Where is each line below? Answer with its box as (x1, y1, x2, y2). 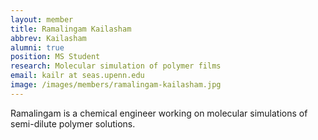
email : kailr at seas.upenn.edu (10, 71, 145, 81)
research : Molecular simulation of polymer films (10, 61, 222, 71)
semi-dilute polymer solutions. (10, 117, 136, 130)
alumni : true (10, 42, 65, 53)
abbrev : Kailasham (10, 33, 87, 43)
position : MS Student (10, 52, 101, 62)
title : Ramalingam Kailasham (10, 24, 132, 34)
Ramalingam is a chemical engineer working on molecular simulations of (10, 107, 308, 119)
